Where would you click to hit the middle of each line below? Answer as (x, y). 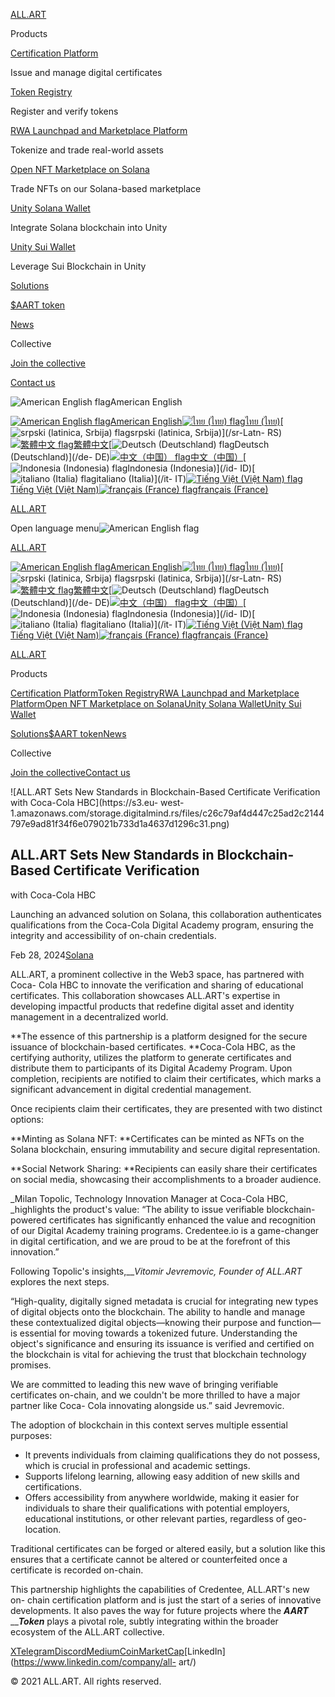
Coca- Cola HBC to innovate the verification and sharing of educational (157, 985)
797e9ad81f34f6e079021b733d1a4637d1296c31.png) (120, 823)
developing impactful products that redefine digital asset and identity (152, 1006)
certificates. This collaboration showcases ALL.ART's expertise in (145, 995)
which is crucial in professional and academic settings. (137, 1465)
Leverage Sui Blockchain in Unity (78, 266)
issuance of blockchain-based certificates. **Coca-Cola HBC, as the (153, 1046)
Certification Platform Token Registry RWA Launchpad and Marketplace (155, 693)
